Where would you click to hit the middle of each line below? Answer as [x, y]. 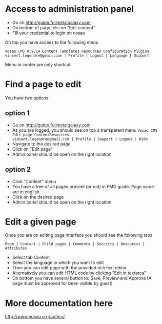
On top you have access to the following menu [52, 42]
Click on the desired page [38, 197]
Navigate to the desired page [41, 144]
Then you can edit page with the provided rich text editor [69, 268]
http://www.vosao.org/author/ [35, 317]
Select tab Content [31, 258]
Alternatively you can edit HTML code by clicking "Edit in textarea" [79, 273]
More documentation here [59, 303]
